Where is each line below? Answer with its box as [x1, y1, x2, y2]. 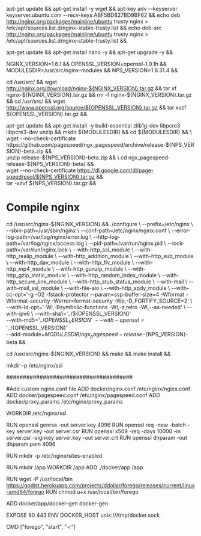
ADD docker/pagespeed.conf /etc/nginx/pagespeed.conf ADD [6, 391, 160, 399]
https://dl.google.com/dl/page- [77, 167, 154, 174]
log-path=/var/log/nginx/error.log [6, 233, 89, 240]
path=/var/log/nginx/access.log [6, 239, 85, 247]
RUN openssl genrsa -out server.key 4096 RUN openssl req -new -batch [6, 421, 186, 428]
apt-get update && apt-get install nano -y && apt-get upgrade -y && [6, 49, 173, 56]
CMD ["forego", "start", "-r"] [6, 523, 76, 530]
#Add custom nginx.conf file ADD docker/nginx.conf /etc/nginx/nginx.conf [6, 385, 191, 392]
